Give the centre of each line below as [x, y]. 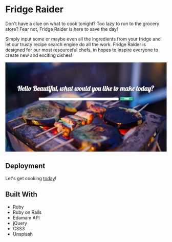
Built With [21, 195]
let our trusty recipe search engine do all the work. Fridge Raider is [76, 44]
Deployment [25, 166]
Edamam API [26, 217]
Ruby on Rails [27, 212]
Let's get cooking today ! [31, 178]
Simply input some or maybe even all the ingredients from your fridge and [83, 39]
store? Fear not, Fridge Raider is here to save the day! [62, 29]
